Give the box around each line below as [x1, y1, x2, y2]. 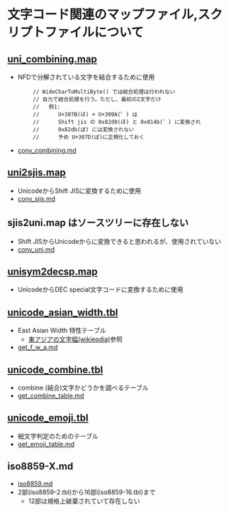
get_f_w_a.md [17, 343, 58, 352]
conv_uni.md [17, 245, 55, 253]
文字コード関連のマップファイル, [7, 6, 199, 23]
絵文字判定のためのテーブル [17, 432, 99, 440]
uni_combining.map [7, 53, 97, 65]
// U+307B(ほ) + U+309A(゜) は [33, 111, 138, 118]
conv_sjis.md [17, 194, 55, 203]
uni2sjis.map [7, 166, 66, 178]
